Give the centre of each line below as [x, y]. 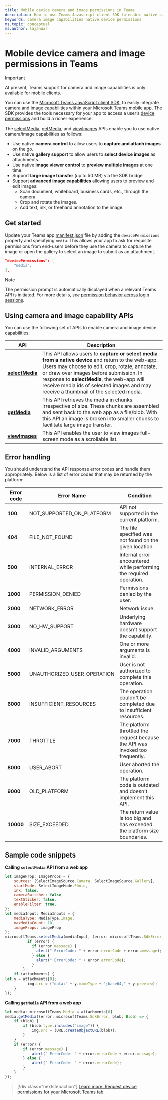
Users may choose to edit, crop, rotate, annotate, [100, 366]
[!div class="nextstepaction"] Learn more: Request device [77, 1086]
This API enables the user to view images [91, 433]
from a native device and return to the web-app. [100, 360]
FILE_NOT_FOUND [51, 537]
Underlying [133, 617]
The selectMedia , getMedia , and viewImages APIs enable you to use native [82, 129]
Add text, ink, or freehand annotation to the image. [72, 208]
